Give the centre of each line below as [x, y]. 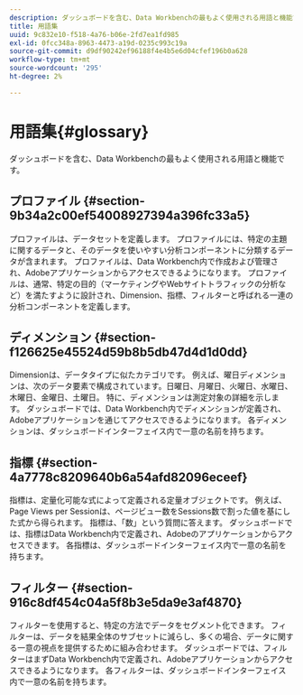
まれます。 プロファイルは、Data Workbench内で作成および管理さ [156, 261]
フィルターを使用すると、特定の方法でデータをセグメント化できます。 [139, 625]
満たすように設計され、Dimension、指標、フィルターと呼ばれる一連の [163, 295]
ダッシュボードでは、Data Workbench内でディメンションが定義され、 [156, 409]
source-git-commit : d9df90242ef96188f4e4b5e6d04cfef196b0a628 [129, 51]
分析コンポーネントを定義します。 [72, 306]
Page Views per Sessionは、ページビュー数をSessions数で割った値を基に [146, 512]
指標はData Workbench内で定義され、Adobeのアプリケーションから [151, 534]
